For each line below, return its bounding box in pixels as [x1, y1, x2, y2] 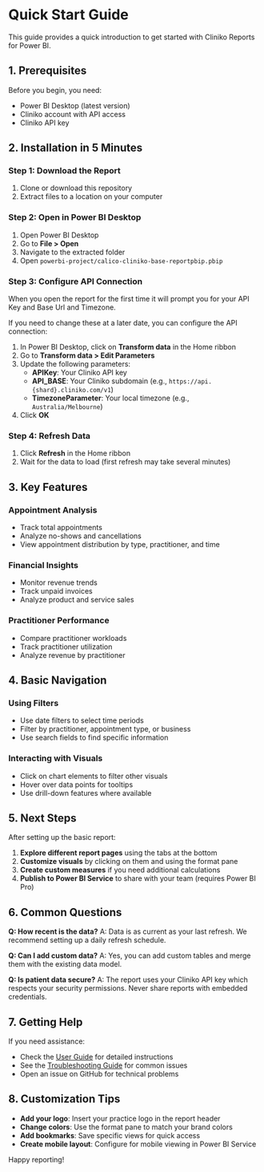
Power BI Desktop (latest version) [19, 100, 130, 110]
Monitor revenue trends [19, 578, 98, 587]
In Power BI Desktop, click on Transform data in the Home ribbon [19, 343, 236, 352]
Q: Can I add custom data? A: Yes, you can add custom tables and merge [8, 951, 251, 960]
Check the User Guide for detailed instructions [19, 1052, 174, 1062]
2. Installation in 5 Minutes [8, 141, 143, 155]
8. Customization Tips [8, 1093, 121, 1106]
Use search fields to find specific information [19, 732, 169, 743]
